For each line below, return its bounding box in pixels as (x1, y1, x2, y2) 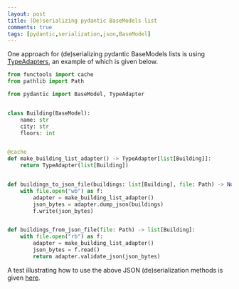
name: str (20, 116, 50, 123)
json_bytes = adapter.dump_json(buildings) (33, 201, 164, 208)
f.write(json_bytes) (33, 207, 94, 214)
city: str (20, 122, 50, 130)
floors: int (20, 130, 55, 137)
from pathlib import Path (7, 78, 84, 85)
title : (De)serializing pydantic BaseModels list (7, 17, 158, 24)
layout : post (7, 10, 46, 18)
